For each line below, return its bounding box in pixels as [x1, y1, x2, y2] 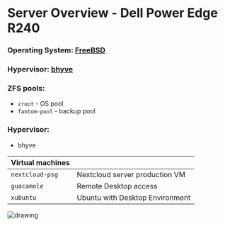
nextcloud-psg [11, 170, 59, 179]
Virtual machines [11, 157, 70, 167]
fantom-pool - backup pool [17, 107, 96, 115]
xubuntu [11, 193, 37, 201]
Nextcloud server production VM [76, 169, 186, 179]
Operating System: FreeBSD [7, 45, 106, 55]
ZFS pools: [7, 83, 45, 93]
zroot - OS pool [17, 99, 64, 108]
